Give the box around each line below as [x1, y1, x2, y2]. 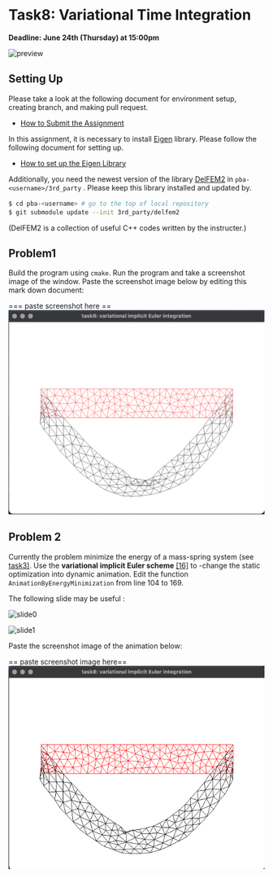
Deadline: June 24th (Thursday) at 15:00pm [8, 33, 160, 42]
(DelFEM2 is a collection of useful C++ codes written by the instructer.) [8, 222, 247, 233]
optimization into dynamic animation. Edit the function [8, 569, 188, 579]
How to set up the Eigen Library [19, 158, 127, 168]
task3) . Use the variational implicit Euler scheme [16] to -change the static [8, 560, 261, 570]
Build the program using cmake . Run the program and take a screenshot [8, 268, 245, 278]
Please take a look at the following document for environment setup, [8, 94, 237, 103]
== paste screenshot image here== [8, 656, 128, 666]
